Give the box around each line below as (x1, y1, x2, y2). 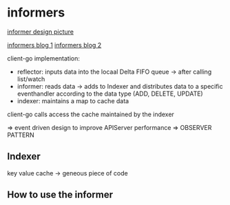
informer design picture (7, 28, 74, 36)
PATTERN (7, 131, 34, 139)
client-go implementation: (7, 54, 81, 63)
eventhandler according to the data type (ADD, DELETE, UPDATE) (17, 89, 203, 98)
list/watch (17, 74, 45, 83)
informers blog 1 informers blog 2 (7, 41, 102, 49)
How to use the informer (7, 189, 114, 201)
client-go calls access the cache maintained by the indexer (7, 110, 174, 118)
